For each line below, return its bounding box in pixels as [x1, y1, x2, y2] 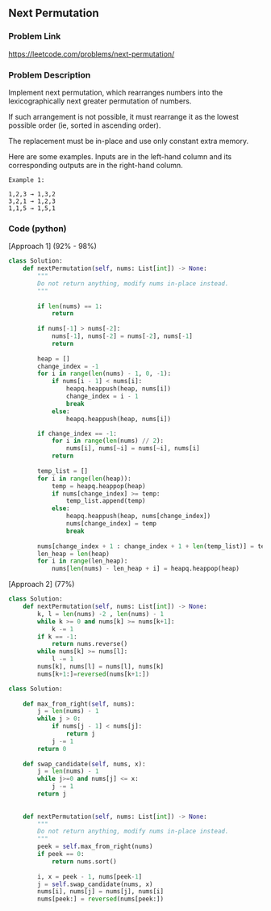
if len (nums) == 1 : [37, 302, 103, 310]
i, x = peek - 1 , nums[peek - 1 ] [37, 872, 143, 880]
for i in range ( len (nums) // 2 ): [51, 437, 164, 445]
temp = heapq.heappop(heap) [51, 482, 147, 490]
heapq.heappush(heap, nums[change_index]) [65, 512, 211, 521]
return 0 [37, 744, 67, 753]
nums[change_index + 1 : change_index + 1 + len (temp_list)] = [37, 542, 254, 550]
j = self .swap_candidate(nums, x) [37, 880, 153, 888]
